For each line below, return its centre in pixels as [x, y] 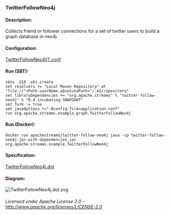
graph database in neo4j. [32, 37]
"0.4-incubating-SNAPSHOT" [54, 100]
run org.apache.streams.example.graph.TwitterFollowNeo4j [68, 113]
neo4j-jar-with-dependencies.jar [41, 140]
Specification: [21, 155]
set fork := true [24, 104]
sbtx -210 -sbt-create [29, 82]
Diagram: [15, 178]
